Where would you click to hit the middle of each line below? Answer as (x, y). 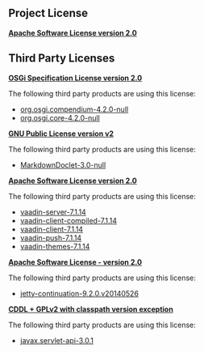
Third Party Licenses (62, 59)
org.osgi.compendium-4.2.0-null (74, 109)
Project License (48, 13)
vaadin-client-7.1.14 (51, 229)
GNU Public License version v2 (61, 134)
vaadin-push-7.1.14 (51, 237)
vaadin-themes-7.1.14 (55, 246)
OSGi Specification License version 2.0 (75, 78)
